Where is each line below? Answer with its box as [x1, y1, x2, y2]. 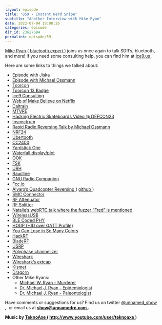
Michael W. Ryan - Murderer [19, 280, 77, 285]
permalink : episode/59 [5, 35, 51, 40]
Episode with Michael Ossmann [12, 77, 76, 83]
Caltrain [12, 103, 28, 109]
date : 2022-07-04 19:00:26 [5, 21, 60, 26]
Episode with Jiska [12, 72, 50, 78]
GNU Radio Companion [12, 175, 60, 181]
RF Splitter [12, 201, 33, 208]
